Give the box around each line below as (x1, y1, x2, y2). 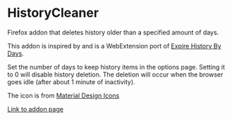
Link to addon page (7, 105, 63, 113)
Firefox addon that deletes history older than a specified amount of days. (7, 28, 219, 36)
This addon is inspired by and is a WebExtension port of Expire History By (7, 41, 221, 50)
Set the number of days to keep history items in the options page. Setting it (7, 62, 226, 71)
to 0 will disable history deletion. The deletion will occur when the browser (7, 70, 224, 79)
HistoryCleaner (7, 5, 99, 21)
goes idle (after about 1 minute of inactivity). (7, 77, 135, 86)
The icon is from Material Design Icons (7, 91, 120, 100)
